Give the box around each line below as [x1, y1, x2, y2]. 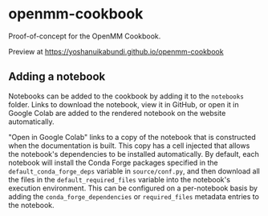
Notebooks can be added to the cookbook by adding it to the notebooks [8, 91, 245, 101]
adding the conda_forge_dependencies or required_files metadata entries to [8, 191, 259, 201]
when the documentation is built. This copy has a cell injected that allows [8, 141, 250, 150]
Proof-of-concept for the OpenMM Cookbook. [8, 31, 161, 41]
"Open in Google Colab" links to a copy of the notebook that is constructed [8, 132, 256, 142]
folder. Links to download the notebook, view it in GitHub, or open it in [8, 99, 239, 109]
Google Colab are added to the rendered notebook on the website [8, 108, 226, 118]
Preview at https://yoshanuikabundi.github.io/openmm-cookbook [8, 46, 224, 56]
